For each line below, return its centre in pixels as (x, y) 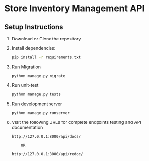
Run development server (37, 104)
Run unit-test (25, 85)
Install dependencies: (34, 48)
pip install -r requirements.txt (46, 57)
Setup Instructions (34, 27)
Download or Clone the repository (46, 39)
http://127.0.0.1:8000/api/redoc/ (47, 154)
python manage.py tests (36, 94)
